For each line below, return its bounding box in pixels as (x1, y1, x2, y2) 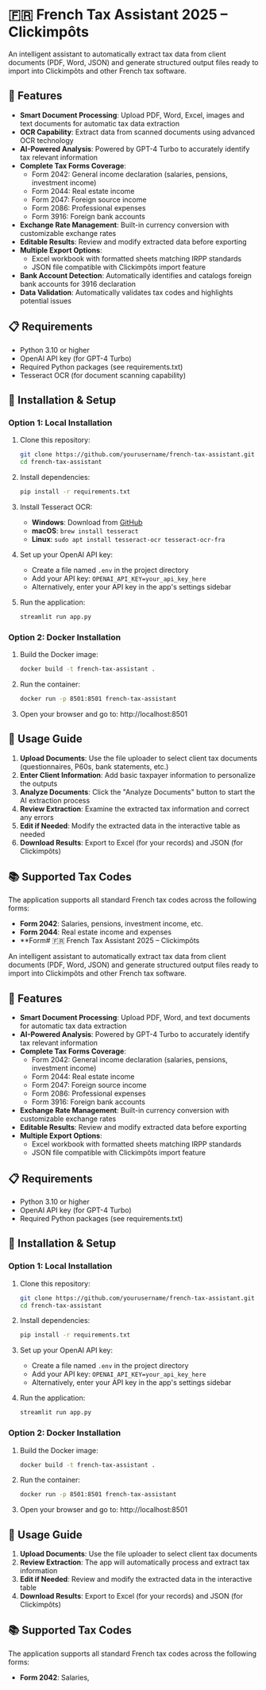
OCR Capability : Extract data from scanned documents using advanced (19, 127, 256, 137)
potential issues (19, 296, 71, 305)
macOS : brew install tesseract (31, 526, 139, 536)
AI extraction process (19, 795, 91, 805)
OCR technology (19, 135, 74, 145)
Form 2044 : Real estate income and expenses (19, 927, 172, 937)
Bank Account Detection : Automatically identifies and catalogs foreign (19, 270, 253, 280)
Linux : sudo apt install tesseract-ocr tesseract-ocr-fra (31, 534, 226, 543)
